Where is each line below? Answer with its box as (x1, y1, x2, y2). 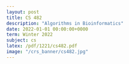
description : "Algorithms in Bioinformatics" (6, 20, 124, 26)
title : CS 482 (6, 15, 43, 21)
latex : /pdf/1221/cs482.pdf (6, 43, 78, 49)
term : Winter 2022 (6, 32, 53, 38)
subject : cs (6, 37, 37, 43)
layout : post (6, 9, 40, 15)
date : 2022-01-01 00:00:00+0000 (6, 26, 88, 32)
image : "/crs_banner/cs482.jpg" (6, 49, 88, 55)
